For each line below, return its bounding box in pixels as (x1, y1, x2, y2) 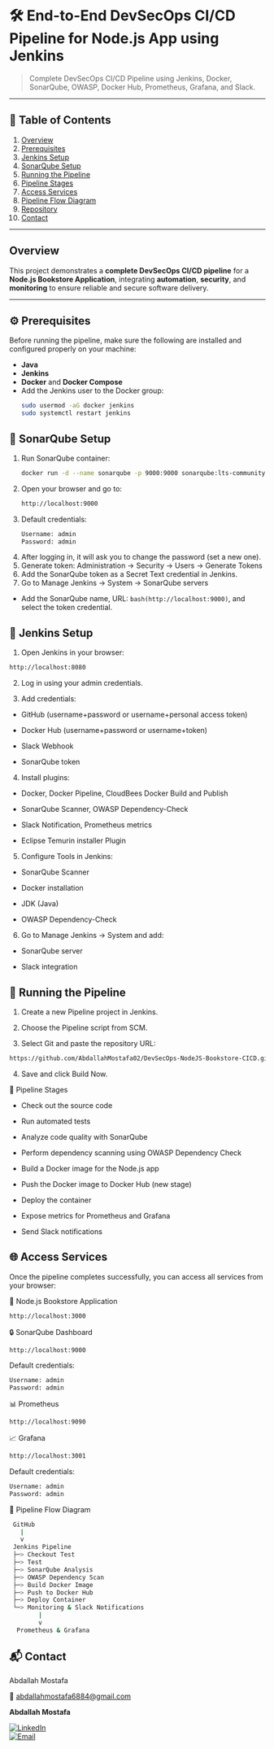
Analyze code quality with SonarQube (20, 1132, 148, 1141)
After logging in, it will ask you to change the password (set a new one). (20, 552, 261, 562)
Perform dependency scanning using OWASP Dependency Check (20, 1148, 242, 1158)
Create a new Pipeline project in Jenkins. (20, 1006, 159, 1017)
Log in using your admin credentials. (20, 678, 143, 688)
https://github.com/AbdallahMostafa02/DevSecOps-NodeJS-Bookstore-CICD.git (9, 1054, 272, 1062)
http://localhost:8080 (9, 664, 86, 672)
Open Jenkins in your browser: (20, 648, 124, 657)
